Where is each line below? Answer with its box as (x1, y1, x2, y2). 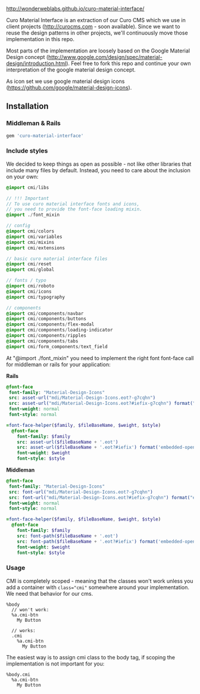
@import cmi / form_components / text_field (6, 343, 108, 349)
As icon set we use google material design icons (6, 78, 125, 85)
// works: (11, 627, 36, 634)
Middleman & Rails (6, 119, 61, 128)
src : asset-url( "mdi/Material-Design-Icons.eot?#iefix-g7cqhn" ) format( (8, 401, 193, 407)
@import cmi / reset (6, 261, 52, 267)
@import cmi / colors (6, 228, 55, 234)
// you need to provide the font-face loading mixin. (6, 206, 143, 212)
